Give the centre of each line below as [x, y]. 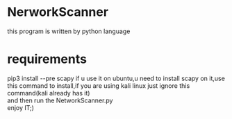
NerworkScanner [58, 12]
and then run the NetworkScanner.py [60, 100]
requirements [47, 59]
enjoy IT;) [21, 107]
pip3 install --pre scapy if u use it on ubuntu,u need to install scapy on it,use [116, 78]
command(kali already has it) [49, 93]
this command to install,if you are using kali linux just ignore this [99, 85]
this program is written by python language [69, 31]
